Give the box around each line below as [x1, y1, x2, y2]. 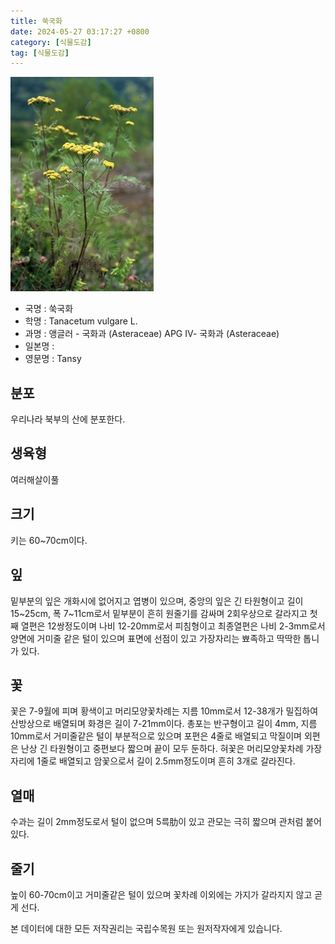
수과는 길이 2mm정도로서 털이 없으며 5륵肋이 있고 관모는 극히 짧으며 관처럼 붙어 [10, 816, 322, 828]
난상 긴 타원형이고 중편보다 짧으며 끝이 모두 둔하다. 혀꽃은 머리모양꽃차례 [20, 743, 304, 755]
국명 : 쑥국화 [24, 303, 74, 315]
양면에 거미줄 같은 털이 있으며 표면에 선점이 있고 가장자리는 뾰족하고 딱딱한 [10, 632, 302, 644]
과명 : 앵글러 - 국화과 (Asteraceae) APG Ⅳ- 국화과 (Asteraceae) [24, 328, 280, 340]
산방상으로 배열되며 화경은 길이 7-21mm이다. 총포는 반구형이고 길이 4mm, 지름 [10, 718, 318, 730]
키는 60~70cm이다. [10, 534, 88, 546]
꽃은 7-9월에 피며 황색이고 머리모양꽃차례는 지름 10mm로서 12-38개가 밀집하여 [10, 705, 319, 717]
